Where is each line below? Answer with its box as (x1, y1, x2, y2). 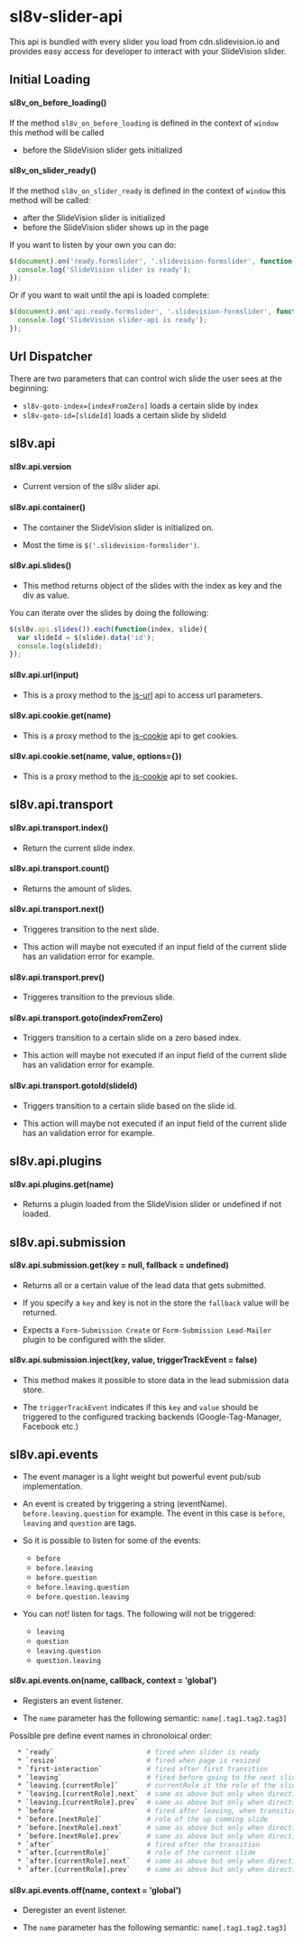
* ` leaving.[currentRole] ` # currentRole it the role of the (17, 1781, 277, 1790)
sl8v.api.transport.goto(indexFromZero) (9, 1012, 164, 1023)
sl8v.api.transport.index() (9, 822, 109, 832)
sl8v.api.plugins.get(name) (9, 1178, 115, 1189)
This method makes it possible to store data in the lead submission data (22, 1374, 289, 1385)
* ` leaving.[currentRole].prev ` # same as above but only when (17, 1798, 264, 1807)
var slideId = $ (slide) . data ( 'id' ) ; (17, 633, 155, 642)
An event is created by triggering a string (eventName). (22, 1498, 228, 1509)
